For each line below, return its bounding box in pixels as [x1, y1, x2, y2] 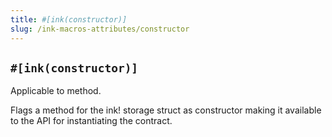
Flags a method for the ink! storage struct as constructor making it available [10, 104, 322, 116]
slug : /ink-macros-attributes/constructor [10, 24, 190, 34]
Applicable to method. [10, 85, 102, 97]
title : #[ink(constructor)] [10, 14, 128, 25]
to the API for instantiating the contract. [10, 115, 173, 127]
